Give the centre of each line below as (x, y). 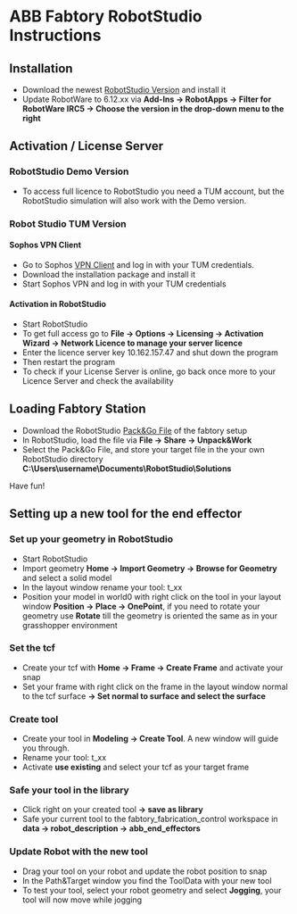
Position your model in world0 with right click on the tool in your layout (152, 596)
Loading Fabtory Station (78, 409)
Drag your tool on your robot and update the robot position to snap (144, 871)
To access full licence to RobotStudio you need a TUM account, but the (153, 191)
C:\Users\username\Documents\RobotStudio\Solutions (127, 468)
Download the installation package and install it (109, 274)
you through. (45, 748)
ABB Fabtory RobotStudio (106, 17)
